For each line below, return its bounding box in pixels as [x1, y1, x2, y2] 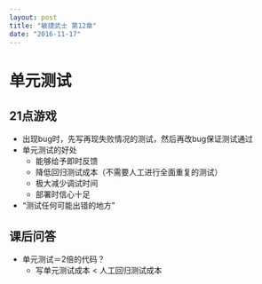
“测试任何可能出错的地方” [21, 201, 115, 211]
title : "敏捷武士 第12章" [9, 21, 98, 30]
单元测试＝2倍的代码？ [21, 254, 106, 264]
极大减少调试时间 [35, 178, 99, 189]
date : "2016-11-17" [9, 29, 82, 38]
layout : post [9, 12, 58, 22]
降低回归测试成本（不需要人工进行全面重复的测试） [35, 167, 223, 177]
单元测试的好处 [21, 145, 77, 155]
